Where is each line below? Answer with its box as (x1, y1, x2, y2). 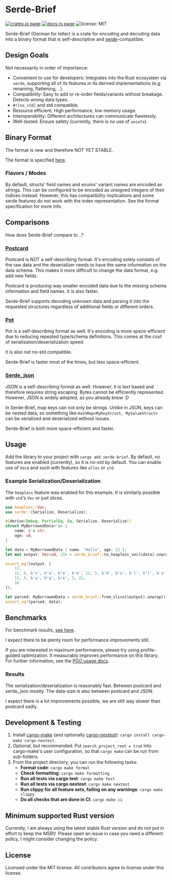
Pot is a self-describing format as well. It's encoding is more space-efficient (5, 328, 165, 334)
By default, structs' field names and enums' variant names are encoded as (5, 181, 162, 187)
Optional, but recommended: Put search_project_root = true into (12, 743, 152, 749)
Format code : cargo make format (20, 765, 90, 771)
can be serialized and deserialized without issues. (5, 415, 111, 421)
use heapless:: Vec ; (5, 505, 47, 510)
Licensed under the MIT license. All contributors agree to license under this (5, 865, 164, 871)
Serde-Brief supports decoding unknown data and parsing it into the (5, 298, 149, 304)
